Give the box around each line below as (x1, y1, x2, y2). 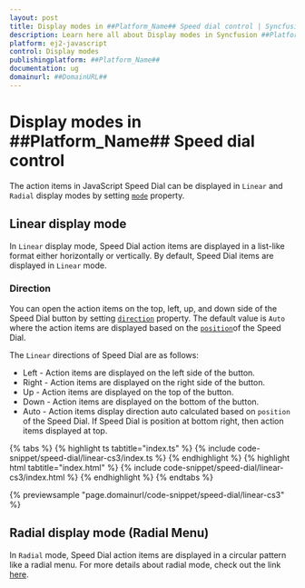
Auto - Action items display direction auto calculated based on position (22, 405, 290, 416)
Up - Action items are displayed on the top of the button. (22, 386, 234, 397)
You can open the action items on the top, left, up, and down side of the (9, 303, 278, 314)
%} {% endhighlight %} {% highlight (154, 452, 290, 463)
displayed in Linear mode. (9, 260, 107, 271)
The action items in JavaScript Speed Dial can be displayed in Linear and (9, 180, 283, 191)
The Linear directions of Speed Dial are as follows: (9, 349, 200, 360)
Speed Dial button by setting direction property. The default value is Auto (9, 313, 286, 324)
